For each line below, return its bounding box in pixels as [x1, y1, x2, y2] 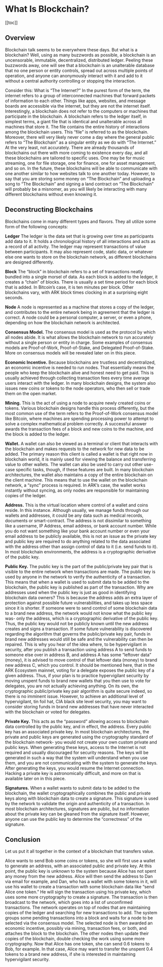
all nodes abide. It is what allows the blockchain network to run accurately [5, 334, 153, 340]
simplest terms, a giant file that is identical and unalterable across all [5, 118, 143, 124]
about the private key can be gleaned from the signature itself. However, [5, 811, 150, 817]
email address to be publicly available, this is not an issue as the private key [5, 533, 157, 539]
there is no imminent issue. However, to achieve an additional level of [5, 693, 144, 699]
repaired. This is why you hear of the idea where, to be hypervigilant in [5, 641, 147, 647]
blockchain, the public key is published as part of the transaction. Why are [5, 584, 154, 590]
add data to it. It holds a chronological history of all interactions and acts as [5, 238, 156, 244]
